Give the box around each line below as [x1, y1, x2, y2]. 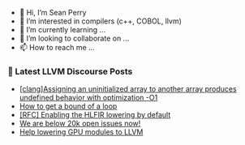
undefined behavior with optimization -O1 [19, 93, 158, 103]
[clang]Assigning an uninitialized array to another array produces [19, 84, 237, 94]
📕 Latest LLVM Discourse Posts [7, 66, 133, 77]
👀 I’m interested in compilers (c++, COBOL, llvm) [19, 16, 182, 26]
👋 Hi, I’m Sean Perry [19, 8, 87, 17]
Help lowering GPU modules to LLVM [19, 127, 144, 137]
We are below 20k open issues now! [19, 118, 141, 129]
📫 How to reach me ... [19, 43, 95, 52]
